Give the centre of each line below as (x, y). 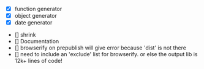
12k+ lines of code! (38, 61)
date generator (33, 23)
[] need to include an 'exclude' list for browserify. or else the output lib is (106, 54)
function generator (38, 9)
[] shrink (25, 35)
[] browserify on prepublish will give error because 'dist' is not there (100, 48)
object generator (36, 16)
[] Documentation (37, 42)
